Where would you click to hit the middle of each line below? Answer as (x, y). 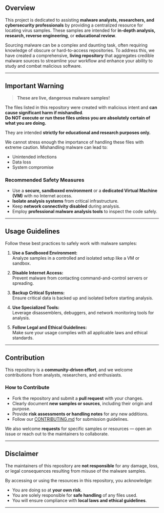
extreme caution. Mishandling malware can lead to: (56, 147)
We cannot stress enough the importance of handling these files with (74, 142)
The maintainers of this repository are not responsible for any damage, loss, (82, 465)
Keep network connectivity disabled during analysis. (66, 206)
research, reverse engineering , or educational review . (61, 35)
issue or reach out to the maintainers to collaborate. (57, 433)
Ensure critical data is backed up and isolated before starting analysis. (83, 298)
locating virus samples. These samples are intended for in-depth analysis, (80, 30)
